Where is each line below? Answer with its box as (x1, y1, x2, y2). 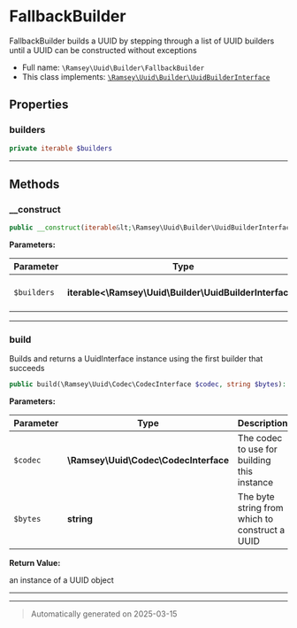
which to (237, 513, 274, 525)
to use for (237, 443, 278, 455)
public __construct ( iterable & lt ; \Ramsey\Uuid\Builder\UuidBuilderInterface (9, 223, 294, 232)
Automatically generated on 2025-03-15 (30, 609, 178, 619)
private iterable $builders (9, 143, 113, 152)
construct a (237, 524, 286, 537)
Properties (9, 97, 69, 112)
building (237, 454, 271, 467)
